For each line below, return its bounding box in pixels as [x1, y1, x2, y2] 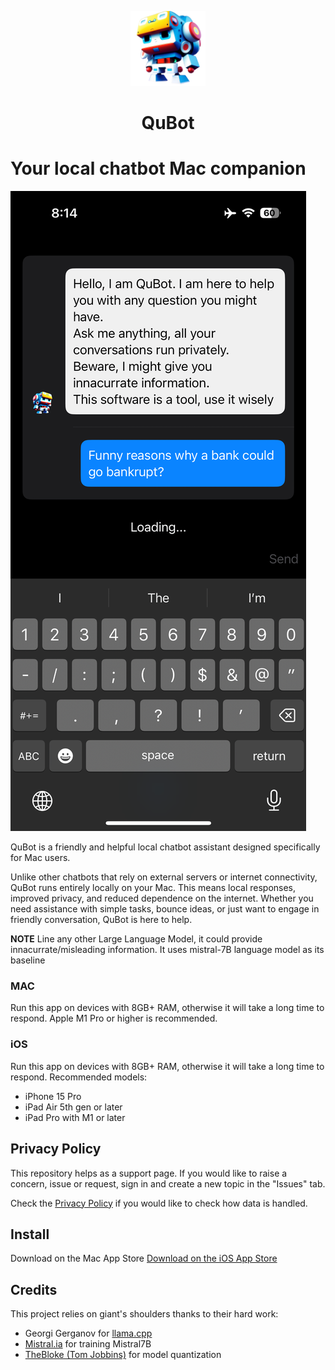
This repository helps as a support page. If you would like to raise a [10, 1167, 288, 1179]
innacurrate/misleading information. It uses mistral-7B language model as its [10, 944, 325, 956]
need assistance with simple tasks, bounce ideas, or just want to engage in [10, 903, 320, 915]
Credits [10, 1281, 58, 1298]
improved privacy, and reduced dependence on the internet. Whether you [10, 892, 314, 905]
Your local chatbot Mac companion [10, 157, 307, 180]
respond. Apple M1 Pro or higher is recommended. [10, 1012, 218, 1025]
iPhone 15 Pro [24, 1090, 82, 1102]
